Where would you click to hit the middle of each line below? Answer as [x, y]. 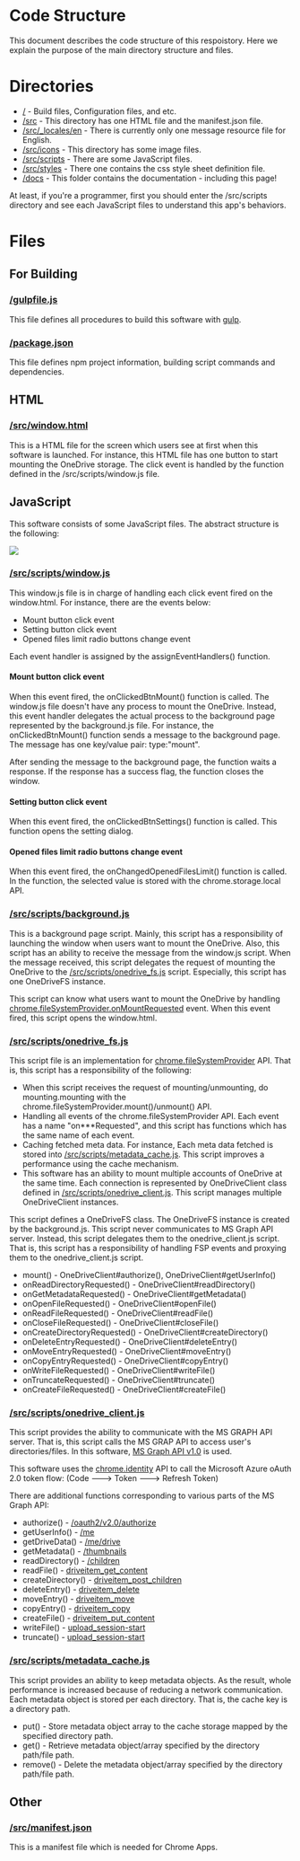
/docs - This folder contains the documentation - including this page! [150, 178]
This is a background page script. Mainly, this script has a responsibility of [146, 933]
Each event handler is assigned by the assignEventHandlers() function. [140, 656]
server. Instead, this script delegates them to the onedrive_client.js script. [145, 1239]
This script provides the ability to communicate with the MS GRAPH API [141, 1433]
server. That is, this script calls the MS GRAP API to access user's [130, 1442]
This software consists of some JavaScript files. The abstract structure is [144, 524]
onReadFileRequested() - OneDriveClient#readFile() [118, 1313]
